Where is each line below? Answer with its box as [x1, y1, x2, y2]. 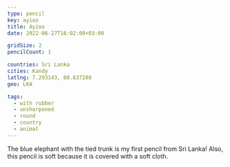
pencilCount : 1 [7, 49, 52, 56]
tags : [7, 93, 23, 100]
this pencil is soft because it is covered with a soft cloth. [7, 152, 169, 160]
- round [13, 113, 36, 120]
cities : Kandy [7, 67, 49, 74]
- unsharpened [13, 106, 54, 113]
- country [13, 119, 42, 126]
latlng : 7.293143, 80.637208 [7, 74, 92, 81]
